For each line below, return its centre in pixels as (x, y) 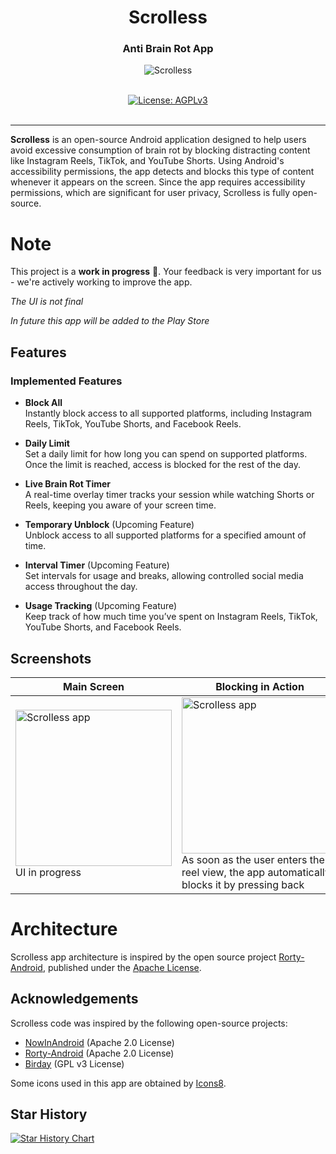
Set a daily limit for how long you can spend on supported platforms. (166, 454)
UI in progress (48, 872)
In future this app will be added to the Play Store (110, 321)
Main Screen (94, 686)
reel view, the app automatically (256, 872)
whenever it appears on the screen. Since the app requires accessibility (158, 182)
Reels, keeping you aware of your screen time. (120, 505)
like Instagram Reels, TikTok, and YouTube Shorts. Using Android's (147, 161)
